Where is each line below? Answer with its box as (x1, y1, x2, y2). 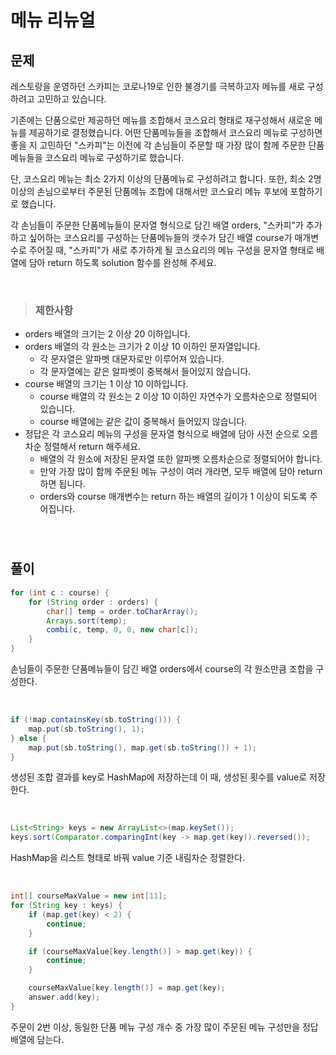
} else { (10, 733, 47, 743)
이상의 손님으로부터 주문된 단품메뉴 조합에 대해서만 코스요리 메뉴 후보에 (10, 186, 288, 197)
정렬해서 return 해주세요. (43, 441, 142, 453)
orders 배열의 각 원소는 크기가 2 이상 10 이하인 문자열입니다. (24, 341, 261, 353)
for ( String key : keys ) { (10, 901, 123, 911)
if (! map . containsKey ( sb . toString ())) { (10, 715, 182, 725)
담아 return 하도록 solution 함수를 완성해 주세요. (28, 257, 217, 268)
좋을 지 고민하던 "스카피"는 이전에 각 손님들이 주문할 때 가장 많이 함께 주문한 (10, 139, 307, 151)
